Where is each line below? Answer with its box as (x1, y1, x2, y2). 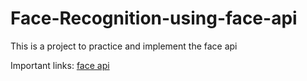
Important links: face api (10, 59, 110, 71)
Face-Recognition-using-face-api (10, 7, 298, 30)
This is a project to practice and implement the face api (10, 40, 238, 52)
